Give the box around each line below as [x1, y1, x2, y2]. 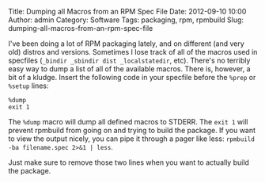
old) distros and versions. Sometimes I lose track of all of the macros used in [8, 48, 258, 56]
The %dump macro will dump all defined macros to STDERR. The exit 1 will [8, 117, 248, 126]
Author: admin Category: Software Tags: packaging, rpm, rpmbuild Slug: [8, 15, 244, 25]
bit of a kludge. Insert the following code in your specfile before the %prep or [8, 73, 256, 82]
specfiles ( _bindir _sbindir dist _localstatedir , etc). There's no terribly [8, 55, 251, 65]
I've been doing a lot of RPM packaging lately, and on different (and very [8, 39, 245, 48]
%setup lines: [8, 81, 49, 90]
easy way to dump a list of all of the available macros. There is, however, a [8, 64, 251, 74]
